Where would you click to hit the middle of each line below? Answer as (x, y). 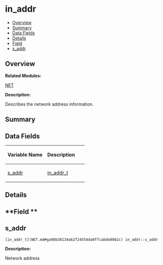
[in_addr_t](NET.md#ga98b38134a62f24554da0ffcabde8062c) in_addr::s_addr (82, 240)
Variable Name (25, 155)
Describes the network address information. (49, 104)
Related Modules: (23, 76)
